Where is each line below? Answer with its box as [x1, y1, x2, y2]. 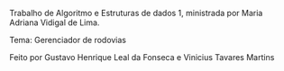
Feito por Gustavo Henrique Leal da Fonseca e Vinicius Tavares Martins [9, 52, 275, 62]
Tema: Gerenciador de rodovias [9, 35, 127, 45]
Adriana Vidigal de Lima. [9, 17, 100, 28]
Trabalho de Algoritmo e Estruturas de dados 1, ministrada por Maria [9, 8, 263, 18]
